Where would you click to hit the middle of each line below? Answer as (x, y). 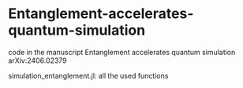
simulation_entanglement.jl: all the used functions (88, 75)
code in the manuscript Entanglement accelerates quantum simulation (122, 52)
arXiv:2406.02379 (37, 60)
